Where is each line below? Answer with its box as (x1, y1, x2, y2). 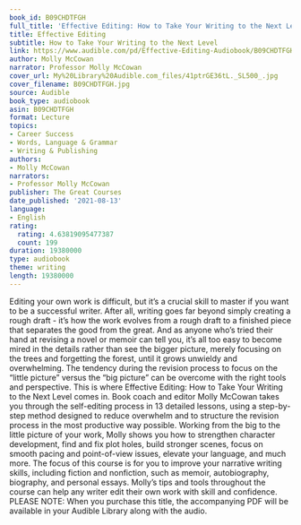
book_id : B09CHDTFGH (9, 13, 87, 22)
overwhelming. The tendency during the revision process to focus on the (9, 362, 278, 373)
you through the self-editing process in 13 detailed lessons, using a (9, 400, 257, 411)
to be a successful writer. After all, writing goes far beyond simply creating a (9, 306, 291, 316)
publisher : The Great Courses (9, 188, 123, 197)
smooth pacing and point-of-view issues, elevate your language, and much (9, 448, 287, 459)
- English (9, 212, 47, 222)
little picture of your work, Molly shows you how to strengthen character (9, 429, 276, 440)
